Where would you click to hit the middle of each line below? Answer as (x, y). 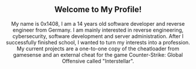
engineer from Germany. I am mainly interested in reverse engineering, (98, 30)
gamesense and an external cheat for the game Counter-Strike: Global (98, 54)
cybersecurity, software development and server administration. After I (98, 36)
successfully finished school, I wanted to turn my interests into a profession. (98, 42)
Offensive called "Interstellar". (98, 61)
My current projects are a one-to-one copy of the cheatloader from (98, 49)
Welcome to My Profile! (98, 10)
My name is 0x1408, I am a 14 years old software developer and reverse (98, 23)
